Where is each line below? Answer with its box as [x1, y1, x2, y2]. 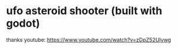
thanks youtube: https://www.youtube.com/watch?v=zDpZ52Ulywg [6, 36, 171, 43]
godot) [6, 17, 40, 30]
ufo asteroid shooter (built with [6, 4, 163, 18]
